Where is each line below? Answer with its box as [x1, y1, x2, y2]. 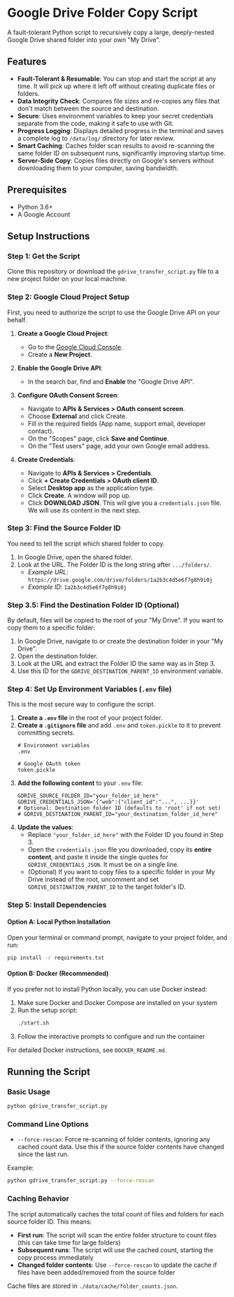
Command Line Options [7, 1119, 89, 1129]
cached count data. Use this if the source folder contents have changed [17, 1143, 225, 1151]
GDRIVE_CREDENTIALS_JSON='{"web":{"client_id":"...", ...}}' [17, 798, 200, 806]
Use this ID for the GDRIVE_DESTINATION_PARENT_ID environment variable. [17, 667, 224, 675]
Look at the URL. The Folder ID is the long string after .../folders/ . [17, 560, 212, 569]
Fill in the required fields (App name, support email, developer [27, 419, 206, 428]
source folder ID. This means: [7, 1217, 92, 1226]
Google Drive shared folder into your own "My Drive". [7, 35, 161, 43]
